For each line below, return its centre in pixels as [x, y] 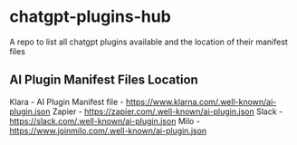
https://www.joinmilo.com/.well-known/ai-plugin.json [108, 130]
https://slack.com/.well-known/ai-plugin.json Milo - [105, 121]
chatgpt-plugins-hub [91, 17]
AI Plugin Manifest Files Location [104, 80]
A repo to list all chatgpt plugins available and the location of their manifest [148, 42]
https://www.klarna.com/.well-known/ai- [201, 101]
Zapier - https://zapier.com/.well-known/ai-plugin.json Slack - [168, 111]
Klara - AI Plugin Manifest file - [67, 101]
